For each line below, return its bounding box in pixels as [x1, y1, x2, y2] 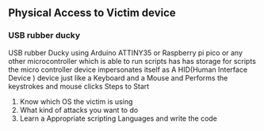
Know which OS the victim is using [19, 96, 133, 106]
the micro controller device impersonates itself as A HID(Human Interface [8, 65, 248, 74]
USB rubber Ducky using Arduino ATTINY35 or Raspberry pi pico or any [8, 47, 243, 58]
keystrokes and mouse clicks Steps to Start [8, 81, 150, 91]
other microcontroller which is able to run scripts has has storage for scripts [8, 56, 256, 65]
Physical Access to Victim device [8, 6, 176, 20]
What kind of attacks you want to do [19, 105, 139, 114]
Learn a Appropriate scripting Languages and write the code [19, 114, 218, 123]
